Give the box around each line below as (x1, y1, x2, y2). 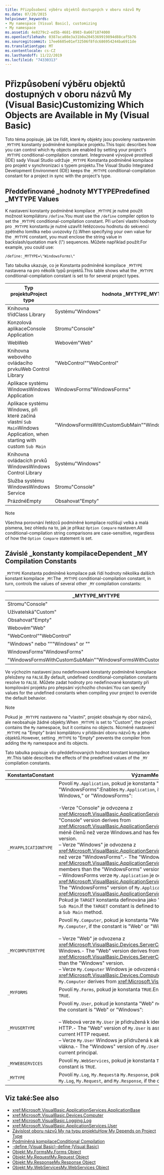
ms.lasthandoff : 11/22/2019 (5, 52, 62, 58)
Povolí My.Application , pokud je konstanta (58, 780, 155, 786)
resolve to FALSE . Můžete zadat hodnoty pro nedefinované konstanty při (5, 679, 149, 685)
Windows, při (7, 406, 38, 413)
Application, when (7, 431, 49, 437)
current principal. (58, 1049, 99, 1056)
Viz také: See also (5, 1094, 59, 1102)
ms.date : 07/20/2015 (5, 12, 47, 17)
